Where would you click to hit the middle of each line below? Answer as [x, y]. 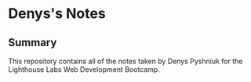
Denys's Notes [57, 14]
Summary [33, 43]
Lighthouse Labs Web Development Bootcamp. [84, 70]
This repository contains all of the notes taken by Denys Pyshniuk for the [125, 61]
